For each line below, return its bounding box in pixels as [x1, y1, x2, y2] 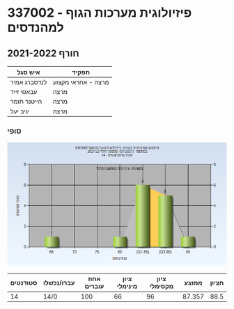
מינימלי [116, 282, 138, 290]
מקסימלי [149, 282, 174, 290]
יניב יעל [10, 106, 30, 116]
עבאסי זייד [10, 88, 38, 95]
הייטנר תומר [10, 97, 42, 106]
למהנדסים [7, 19, 64, 35]
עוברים [84, 282, 104, 290]
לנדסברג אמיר [10, 78, 47, 86]
